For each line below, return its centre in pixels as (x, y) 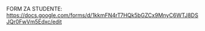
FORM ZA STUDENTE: (34, 9)
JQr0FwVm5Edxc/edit (34, 22)
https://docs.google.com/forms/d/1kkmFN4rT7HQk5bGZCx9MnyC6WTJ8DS (102, 15)
